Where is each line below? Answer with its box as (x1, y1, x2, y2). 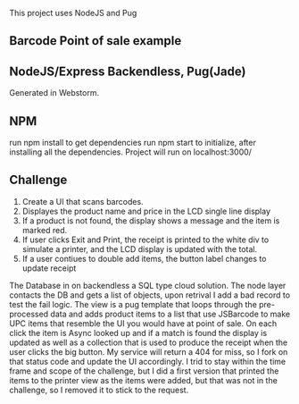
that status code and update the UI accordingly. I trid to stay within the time (9, 356, 287, 366)
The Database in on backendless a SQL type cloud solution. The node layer (9, 280, 287, 290)
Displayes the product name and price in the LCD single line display (21, 206, 270, 216)
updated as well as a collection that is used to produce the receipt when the (9, 337, 288, 348)
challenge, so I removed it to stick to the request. (9, 384, 189, 395)
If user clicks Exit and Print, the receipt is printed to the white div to (21, 234, 270, 245)
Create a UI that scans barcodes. (21, 196, 145, 206)
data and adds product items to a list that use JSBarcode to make (50, 308, 291, 319)
